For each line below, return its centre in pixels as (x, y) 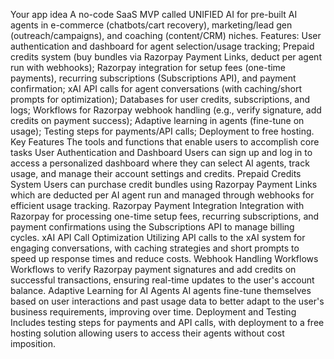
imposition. (33, 343)
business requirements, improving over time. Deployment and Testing (153, 312)
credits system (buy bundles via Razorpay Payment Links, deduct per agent (166, 57)
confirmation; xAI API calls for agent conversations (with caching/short (156, 88)
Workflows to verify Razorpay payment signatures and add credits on (153, 269)
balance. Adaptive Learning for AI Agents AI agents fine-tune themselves (161, 290)
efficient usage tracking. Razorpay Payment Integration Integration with (157, 205)
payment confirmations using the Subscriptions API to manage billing (152, 227)
